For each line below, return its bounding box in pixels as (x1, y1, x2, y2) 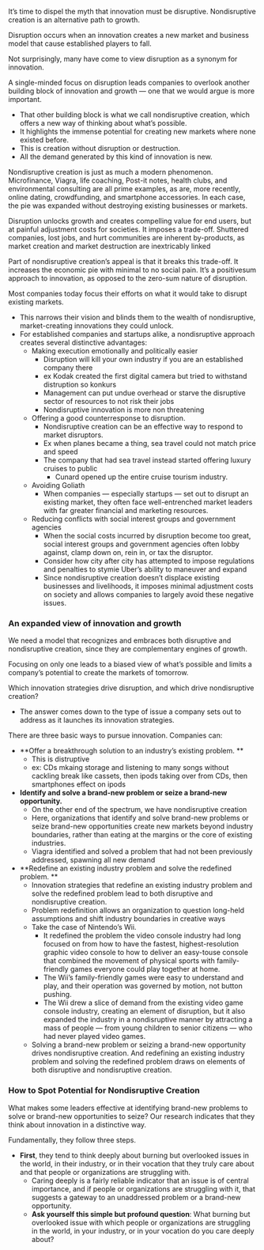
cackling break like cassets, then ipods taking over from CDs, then (31, 771, 247, 781)
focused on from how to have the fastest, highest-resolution (43, 939, 239, 949)
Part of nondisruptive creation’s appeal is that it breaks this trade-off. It (8, 257, 239, 266)
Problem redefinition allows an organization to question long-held (31, 905, 245, 916)
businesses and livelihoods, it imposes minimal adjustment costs (43, 581, 254, 591)
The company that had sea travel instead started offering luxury (43, 455, 251, 465)
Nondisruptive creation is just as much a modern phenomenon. (8, 168, 213, 176)
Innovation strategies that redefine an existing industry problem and (31, 881, 253, 890)
